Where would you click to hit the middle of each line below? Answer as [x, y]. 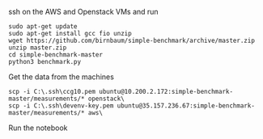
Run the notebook [38, 128]
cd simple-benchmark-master [56, 55]
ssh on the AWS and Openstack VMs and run [84, 12]
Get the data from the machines [62, 77]
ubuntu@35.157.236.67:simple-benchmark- [186, 106]
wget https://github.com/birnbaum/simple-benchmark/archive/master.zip [131, 40]
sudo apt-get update [43, 27]
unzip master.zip [38, 48]
